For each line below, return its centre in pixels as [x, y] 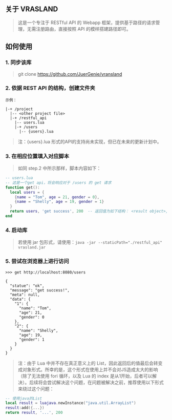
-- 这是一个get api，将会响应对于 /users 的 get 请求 [58, 183]
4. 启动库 [16, 230]
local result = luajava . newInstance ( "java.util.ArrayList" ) [71, 403]
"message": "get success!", [40, 290]
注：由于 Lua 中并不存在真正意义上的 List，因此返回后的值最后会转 [88, 363]
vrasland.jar [32, 247]
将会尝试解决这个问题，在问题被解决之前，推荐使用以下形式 [101, 382]
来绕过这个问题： [36, 389]
